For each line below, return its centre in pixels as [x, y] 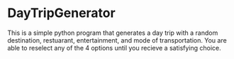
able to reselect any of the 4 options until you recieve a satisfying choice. [114, 48]
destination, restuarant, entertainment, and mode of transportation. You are [117, 40]
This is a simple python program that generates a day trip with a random [113, 33]
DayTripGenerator [61, 13]
